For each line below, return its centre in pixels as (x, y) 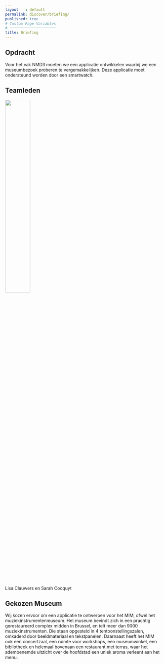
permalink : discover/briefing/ (37, 14)
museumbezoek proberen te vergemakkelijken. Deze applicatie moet (75, 70)
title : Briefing (22, 33)
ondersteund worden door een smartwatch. (49, 75)
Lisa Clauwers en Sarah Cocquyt (38, 588)
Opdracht (20, 53)
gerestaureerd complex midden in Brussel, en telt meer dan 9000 (72, 626)
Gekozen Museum (34, 604)
